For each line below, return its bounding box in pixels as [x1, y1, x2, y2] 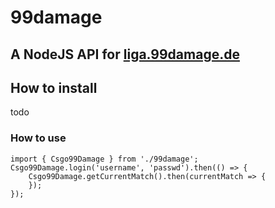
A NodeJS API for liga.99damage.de [10, 46, 240, 63]
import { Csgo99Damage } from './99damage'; [10, 154, 199, 164]
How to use [10, 131, 67, 145]
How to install [10, 79, 98, 96]
